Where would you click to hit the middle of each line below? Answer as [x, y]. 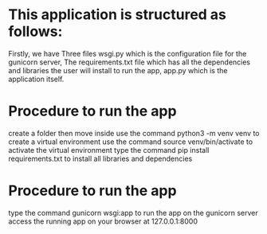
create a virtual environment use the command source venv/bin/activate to [131, 142]
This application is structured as [118, 15]
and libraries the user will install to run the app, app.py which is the [118, 70]
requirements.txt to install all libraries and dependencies [100, 158]
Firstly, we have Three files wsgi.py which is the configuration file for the [128, 53]
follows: [35, 31]
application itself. [36, 79]
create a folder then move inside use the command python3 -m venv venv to [134, 133]
